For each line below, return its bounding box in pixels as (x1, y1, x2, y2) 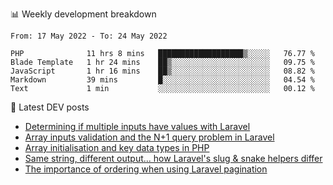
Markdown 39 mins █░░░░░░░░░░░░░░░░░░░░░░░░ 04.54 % (10, 75, 315, 85)
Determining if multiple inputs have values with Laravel (24, 121, 251, 132)
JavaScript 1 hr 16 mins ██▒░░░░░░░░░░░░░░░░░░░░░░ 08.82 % (10, 66, 315, 76)
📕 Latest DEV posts (10, 101, 90, 113)
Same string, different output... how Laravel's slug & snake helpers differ (24, 153, 323, 164)
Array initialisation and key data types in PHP (24, 142, 210, 153)
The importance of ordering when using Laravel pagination (24, 163, 268, 175)
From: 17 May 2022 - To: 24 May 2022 (10, 31, 168, 41)
